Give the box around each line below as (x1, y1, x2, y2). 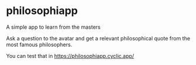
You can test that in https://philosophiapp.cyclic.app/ (6, 52, 134, 59)
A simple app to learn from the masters (6, 23, 101, 30)
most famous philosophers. (6, 41, 72, 48)
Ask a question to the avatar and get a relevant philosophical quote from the (6, 35, 190, 42)
